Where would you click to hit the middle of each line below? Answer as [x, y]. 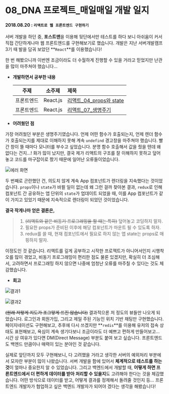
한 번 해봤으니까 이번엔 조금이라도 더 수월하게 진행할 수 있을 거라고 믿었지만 [79, 60]
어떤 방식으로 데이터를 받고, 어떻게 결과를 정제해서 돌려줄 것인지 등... [87, 380]
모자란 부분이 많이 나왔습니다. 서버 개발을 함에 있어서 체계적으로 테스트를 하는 [86, 361]
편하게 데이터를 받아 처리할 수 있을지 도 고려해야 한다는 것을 [93, 374]
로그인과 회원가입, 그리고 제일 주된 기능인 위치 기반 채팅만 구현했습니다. [94, 319]
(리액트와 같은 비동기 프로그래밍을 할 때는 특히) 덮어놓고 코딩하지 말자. [94, 221]
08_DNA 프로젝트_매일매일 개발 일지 [77, 10]
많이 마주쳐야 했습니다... [34, 67]
